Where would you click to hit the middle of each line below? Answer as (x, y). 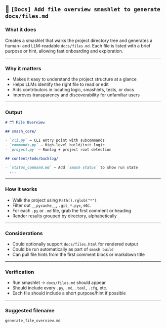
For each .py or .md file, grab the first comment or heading (72, 210)
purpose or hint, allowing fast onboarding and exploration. (64, 51)
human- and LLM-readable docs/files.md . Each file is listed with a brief (78, 45)
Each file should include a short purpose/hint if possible (69, 293)
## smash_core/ (21, 131)
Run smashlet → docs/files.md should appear (59, 283)
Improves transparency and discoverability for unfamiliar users (76, 95)
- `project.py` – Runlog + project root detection (58, 149)
